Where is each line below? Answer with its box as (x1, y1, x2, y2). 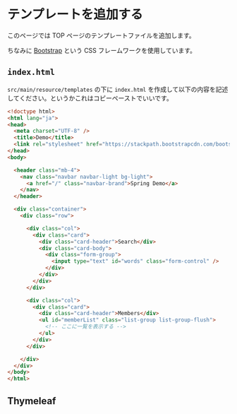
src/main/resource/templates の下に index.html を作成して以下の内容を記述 (7, 85, 229, 93)
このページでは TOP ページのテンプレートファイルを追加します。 (7, 31, 195, 40)
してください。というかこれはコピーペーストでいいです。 (7, 93, 173, 102)
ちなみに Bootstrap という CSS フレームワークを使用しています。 (7, 46, 196, 54)
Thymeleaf (7, 395, 56, 407)
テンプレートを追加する (7, 6, 143, 23)
